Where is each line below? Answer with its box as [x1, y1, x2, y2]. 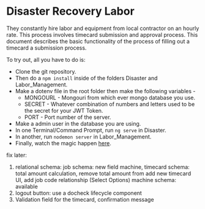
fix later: [6, 151, 28, 159]
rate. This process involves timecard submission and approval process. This [6, 31, 198, 38]
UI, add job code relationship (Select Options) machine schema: [15, 176, 176, 183]
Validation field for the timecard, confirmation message [15, 196, 154, 203]
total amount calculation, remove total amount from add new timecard [15, 170, 192, 177]
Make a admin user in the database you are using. [15, 120, 141, 127]
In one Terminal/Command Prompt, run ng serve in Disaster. [15, 126, 166, 134]
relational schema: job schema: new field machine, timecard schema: [15, 163, 190, 170]
